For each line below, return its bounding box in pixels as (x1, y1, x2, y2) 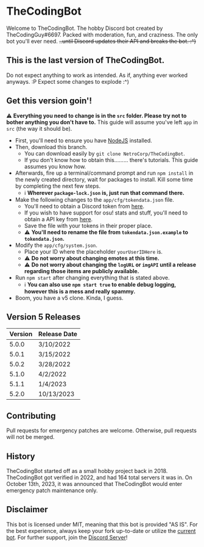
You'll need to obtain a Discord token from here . (24, 202, 145, 210)
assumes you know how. (24, 163, 86, 170)
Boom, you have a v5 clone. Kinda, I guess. (15, 294, 124, 301)
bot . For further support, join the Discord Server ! (6, 534, 128, 541)
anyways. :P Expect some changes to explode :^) (6, 78, 130, 85)
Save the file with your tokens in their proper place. (24, 222, 153, 229)
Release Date (38, 330, 78, 339)
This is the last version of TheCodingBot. (6, 55, 165, 65)
